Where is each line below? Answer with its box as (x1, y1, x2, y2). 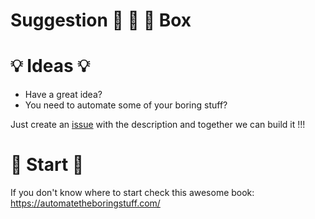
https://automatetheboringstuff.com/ (10, 197, 161, 209)
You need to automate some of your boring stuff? (24, 99, 228, 111)
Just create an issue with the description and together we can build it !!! (10, 119, 306, 131)
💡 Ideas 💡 (10, 55, 90, 78)
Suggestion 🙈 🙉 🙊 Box (10, 9, 192, 32)
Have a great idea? (24, 89, 103, 101)
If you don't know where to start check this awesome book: (10, 187, 255, 199)
